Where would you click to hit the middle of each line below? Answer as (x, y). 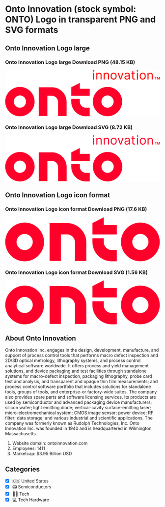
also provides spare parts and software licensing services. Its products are (81, 397)
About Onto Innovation (41, 338)
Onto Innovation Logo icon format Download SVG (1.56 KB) (77, 272)
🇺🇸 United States (30, 481)
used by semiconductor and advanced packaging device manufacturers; (79, 402)
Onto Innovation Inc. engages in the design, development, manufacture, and (82, 350)
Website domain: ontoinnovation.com (50, 443)
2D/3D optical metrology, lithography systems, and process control (73, 360)
